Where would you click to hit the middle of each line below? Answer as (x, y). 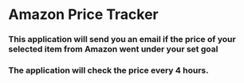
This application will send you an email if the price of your (122, 40)
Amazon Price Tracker (84, 15)
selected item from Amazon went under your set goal (113, 49)
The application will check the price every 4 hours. (108, 70)
